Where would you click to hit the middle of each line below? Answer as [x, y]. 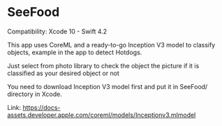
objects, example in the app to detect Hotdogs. [75, 52]
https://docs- [42, 107]
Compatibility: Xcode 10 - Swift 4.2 [57, 31]
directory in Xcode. [35, 94]
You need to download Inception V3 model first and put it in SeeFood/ [108, 86]
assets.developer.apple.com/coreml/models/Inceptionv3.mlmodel [102, 115]
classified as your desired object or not [64, 73]
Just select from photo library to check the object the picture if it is [103, 65]
